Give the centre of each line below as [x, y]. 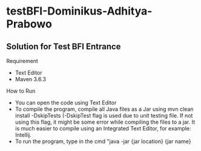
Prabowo [29, 24]
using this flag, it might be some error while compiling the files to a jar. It [105, 122]
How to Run [21, 91]
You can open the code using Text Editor [66, 102]
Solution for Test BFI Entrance [64, 46]
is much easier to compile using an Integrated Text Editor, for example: [103, 128]
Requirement [22, 61]
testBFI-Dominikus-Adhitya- [79, 11]
